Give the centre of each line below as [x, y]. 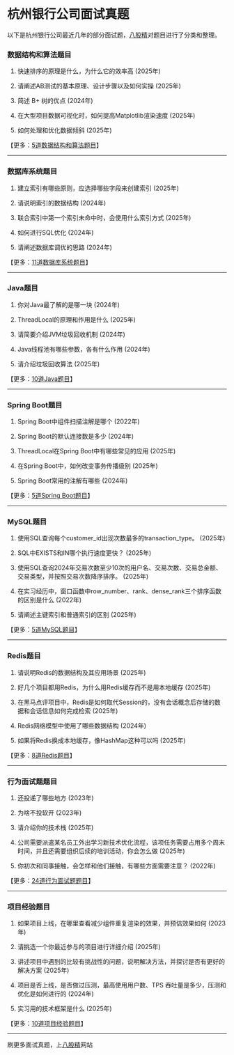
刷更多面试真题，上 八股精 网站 [50, 1045]
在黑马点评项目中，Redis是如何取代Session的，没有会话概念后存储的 [116, 702]
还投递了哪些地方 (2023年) [55, 798]
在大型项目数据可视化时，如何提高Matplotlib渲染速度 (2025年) [106, 116]
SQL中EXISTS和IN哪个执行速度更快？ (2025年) [84, 553]
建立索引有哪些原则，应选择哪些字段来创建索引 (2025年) [98, 188]
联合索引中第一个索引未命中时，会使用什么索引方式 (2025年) [104, 217]
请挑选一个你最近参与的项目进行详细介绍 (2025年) [89, 947]
